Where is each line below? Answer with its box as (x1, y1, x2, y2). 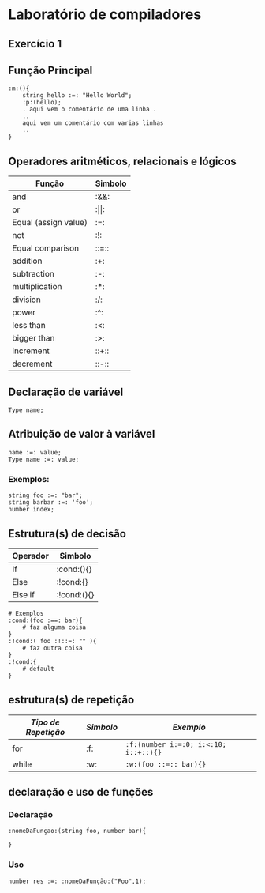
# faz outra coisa (22, 644, 83, 652)
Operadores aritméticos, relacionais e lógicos (8, 154, 237, 168)
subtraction (12, 269, 55, 280)
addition (12, 255, 43, 266)
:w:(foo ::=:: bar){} (125, 759, 207, 768)
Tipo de (30, 717, 61, 728)
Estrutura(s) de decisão (8, 527, 126, 541)
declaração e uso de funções (8, 786, 154, 799)
